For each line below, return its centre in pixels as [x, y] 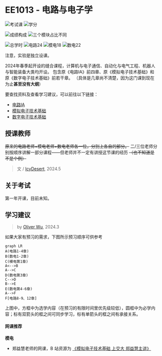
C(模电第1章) [17, 262]
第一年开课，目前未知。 [28, 198]
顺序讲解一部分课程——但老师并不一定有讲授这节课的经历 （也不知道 [82, 152]
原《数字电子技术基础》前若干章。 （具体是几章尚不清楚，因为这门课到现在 [80, 78]
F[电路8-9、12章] [21, 299]
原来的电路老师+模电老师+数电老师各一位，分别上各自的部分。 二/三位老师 [79, 146]
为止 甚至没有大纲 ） [24, 84]
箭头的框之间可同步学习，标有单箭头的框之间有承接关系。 [83, 314]
